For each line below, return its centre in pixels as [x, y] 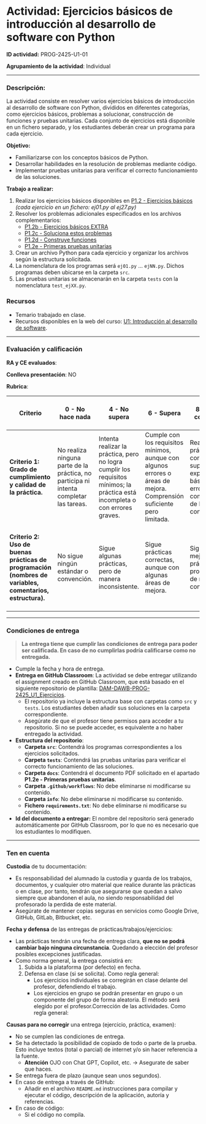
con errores [115, 507]
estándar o [73, 571]
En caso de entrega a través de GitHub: [65, 1082]
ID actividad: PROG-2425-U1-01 [47, 54]
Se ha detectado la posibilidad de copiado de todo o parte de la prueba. [106, 1043]
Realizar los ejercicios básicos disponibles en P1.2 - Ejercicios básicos [104, 201]
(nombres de [29, 575]
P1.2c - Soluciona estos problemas [68, 234]
